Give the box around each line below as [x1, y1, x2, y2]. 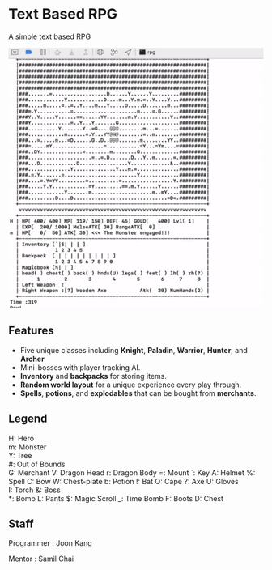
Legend [8, 412, 48, 426]
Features [8, 324, 54, 338]
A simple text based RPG [8, 32, 91, 41]
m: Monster [8, 442, 47, 452]
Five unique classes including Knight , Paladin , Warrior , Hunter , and [19, 345, 249, 355]
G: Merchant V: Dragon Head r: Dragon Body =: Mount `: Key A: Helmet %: [8, 467, 256, 478]
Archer [19, 354, 45, 364]
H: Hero [8, 433, 35, 443]
